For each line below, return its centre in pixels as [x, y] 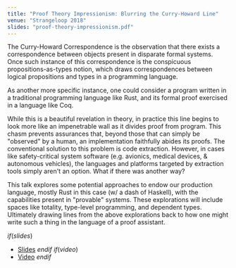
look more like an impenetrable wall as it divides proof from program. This [114, 127]
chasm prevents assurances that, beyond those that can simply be [104, 134]
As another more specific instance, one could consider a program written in [117, 90]
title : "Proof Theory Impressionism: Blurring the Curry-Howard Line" [113, 14]
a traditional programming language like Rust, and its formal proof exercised [117, 98]
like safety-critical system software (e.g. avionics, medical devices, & [107, 156]
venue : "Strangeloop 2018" [47, 20]
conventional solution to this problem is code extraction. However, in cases [116, 149]
